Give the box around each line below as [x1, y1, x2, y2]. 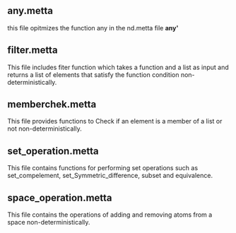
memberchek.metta [7, 98, 97, 111]
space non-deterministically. [7, 218, 90, 227]
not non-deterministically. [7, 124, 83, 133]
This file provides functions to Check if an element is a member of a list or [7, 117, 223, 126]
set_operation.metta [7, 145, 99, 157]
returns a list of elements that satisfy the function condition [7, 70, 179, 79]
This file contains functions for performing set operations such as [7, 164, 199, 172]
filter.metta [7, 44, 58, 56]
